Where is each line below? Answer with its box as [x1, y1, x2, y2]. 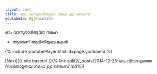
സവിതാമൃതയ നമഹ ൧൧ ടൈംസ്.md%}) [5, 63, 85, 69]
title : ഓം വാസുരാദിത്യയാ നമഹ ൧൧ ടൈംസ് [5, 12, 91, 16]
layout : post [5, 7, 31, 12]
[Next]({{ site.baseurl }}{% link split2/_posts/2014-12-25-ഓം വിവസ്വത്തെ [5, 58, 152, 64]
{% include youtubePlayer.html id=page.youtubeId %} [5, 49, 113, 55]
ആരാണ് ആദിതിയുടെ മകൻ [12, 39, 68, 45]
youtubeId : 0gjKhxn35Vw [5, 16, 53, 21]
